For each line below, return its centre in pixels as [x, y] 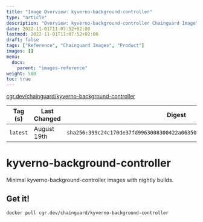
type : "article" [27, 17]
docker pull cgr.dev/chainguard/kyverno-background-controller [88, 213]
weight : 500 [21, 74]
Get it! [18, 199]
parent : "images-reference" [52, 68]
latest [19, 133]
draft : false [23, 40]
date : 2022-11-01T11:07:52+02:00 [48, 29]
